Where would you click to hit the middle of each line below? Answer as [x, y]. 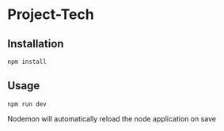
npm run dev [27, 104]
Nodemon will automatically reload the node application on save [112, 118]
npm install [27, 62]
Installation [36, 44]
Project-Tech [51, 15]
